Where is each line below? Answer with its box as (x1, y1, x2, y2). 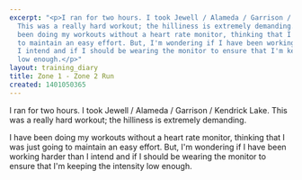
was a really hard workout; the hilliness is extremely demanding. (9, 114, 247, 125)
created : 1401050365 (9, 80, 87, 89)
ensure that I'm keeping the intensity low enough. (9, 160, 192, 171)
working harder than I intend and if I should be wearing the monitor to (9, 150, 267, 162)
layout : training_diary (9, 64, 99, 73)
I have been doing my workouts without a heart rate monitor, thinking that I (9, 131, 286, 142)
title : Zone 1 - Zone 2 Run (9, 72, 115, 81)
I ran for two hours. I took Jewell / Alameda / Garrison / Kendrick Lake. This (9, 104, 288, 115)
